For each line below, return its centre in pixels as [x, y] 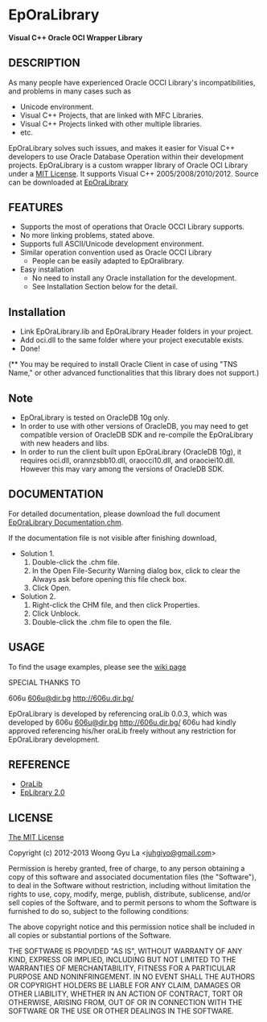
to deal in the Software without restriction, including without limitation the [129, 886]
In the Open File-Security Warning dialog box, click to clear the [136, 571]
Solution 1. [37, 553]
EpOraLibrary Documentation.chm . [66, 522]
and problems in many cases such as [70, 91]
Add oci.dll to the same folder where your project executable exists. [132, 340]
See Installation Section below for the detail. [105, 287]
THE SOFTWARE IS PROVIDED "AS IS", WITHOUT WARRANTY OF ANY [125, 951]
